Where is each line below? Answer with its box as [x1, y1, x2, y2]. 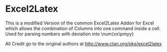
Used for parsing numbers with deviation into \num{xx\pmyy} [5, 31, 134, 37]
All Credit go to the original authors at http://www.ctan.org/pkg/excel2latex [5, 40, 162, 46]
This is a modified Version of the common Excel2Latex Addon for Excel [5, 20, 154, 26]
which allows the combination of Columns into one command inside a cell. [5, 25, 161, 31]
